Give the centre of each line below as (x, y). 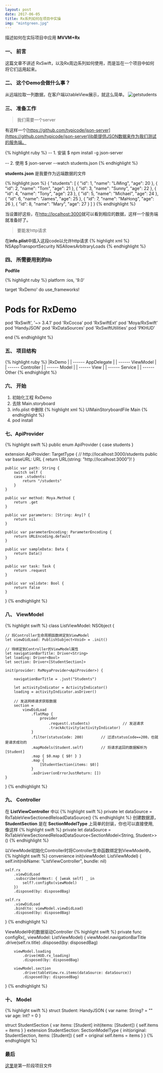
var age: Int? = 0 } (23, 1016)
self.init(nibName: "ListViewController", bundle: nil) (56, 861)
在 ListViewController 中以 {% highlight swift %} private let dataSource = (79, 811)
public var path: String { (32, 468)
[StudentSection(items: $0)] (69, 764)
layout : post (18, 10)
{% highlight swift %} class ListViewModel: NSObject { (60, 625)
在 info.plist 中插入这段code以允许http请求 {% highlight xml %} (67, 241)
